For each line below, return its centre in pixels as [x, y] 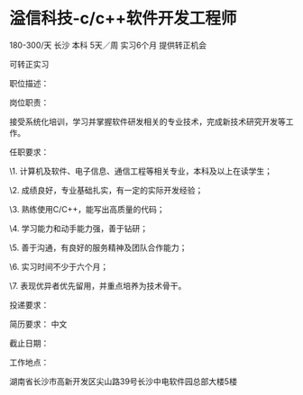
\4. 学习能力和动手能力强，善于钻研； [79, 228]
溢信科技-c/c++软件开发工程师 [123, 18]
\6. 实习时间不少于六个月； [59, 266]
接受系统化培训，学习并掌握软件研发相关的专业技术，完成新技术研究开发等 [147, 121]
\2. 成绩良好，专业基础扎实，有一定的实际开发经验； [106, 190]
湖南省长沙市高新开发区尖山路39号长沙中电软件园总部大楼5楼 [123, 381]
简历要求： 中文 [38, 324]
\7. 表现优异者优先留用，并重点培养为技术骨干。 [98, 285]
